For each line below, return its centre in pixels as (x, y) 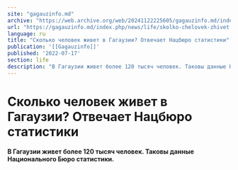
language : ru (27, 34)
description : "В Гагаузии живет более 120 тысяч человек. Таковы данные (117, 67)
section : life (28, 60)
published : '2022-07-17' (44, 54)
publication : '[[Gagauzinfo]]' (53, 47)
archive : (20, 21)
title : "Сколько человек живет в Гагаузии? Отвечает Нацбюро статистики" (119, 40)
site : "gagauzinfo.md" (41, 14)
